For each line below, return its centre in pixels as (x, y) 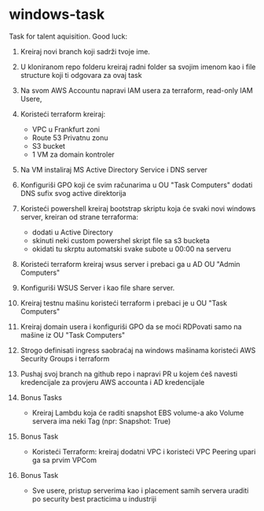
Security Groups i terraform (65, 358)
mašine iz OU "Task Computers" (73, 335)
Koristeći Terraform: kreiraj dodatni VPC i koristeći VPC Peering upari (144, 451)
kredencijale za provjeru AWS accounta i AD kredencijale (112, 382)
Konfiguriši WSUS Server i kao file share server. (97, 287)
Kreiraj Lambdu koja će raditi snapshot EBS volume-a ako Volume (138, 413)
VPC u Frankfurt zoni (66, 129)
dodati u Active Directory (72, 232)
